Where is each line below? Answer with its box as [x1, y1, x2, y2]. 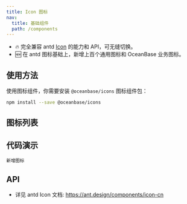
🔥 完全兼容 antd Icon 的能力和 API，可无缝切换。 [14, 43, 136, 50]
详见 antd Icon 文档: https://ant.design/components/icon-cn [14, 191, 164, 198]
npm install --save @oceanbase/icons [6, 99, 101, 106]
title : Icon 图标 [6, 8, 48, 15]
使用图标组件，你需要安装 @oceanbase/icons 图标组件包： [6, 87, 148, 94]
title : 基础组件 [11, 20, 49, 26]
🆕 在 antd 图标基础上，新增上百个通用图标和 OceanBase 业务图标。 [14, 51, 185, 58]
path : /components [11, 25, 59, 32]
